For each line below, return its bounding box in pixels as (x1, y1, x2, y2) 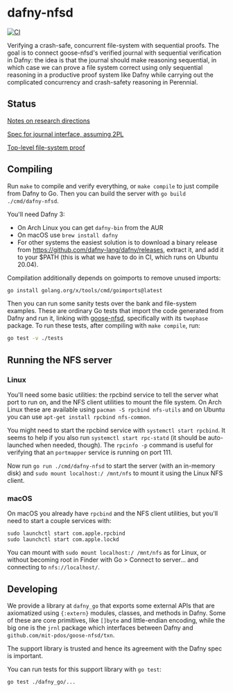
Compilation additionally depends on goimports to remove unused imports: (7, 274, 221, 282)
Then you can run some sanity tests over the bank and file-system (7, 299, 197, 308)
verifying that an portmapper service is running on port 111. (7, 448, 173, 456)
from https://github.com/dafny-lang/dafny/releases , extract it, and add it (17, 245, 224, 254)
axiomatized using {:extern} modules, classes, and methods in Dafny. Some (7, 609, 226, 617)
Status (7, 98, 37, 110)
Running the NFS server (7, 354, 112, 366)
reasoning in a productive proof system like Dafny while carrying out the (7, 71, 214, 79)
